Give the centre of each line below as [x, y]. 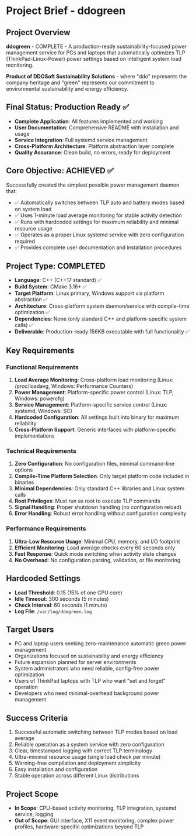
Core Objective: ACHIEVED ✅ [60, 171]
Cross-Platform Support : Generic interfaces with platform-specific [95, 430]
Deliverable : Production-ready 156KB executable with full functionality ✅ [102, 332]
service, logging [34, 814]
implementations [34, 436]
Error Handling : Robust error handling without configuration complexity [100, 514]
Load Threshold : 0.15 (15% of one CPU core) [68, 593]
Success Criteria [37, 718]
